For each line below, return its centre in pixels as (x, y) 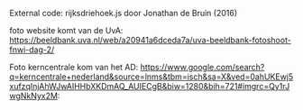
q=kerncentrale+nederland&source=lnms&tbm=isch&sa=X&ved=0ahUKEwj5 (151, 77)
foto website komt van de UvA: (66, 30)
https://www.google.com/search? (202, 67)
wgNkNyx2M (34, 96)
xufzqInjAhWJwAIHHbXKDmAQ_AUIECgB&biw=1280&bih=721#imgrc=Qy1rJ (150, 86)
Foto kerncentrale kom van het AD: (74, 67)
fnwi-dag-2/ (32, 50)
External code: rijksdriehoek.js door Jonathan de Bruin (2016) (124, 13)
